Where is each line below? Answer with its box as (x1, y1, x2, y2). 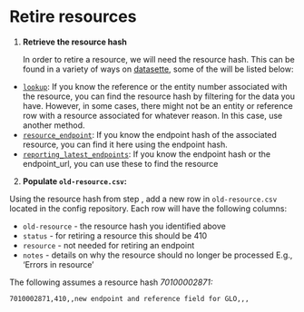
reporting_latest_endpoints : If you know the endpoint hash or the (22, 148, 270, 160)
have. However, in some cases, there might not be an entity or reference (22, 100, 293, 111)
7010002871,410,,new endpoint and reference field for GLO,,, (9, 294, 250, 303)
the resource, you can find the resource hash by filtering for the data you (22, 91, 296, 102)
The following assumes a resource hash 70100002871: (9, 277, 213, 288)
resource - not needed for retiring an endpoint (22, 239, 195, 250)
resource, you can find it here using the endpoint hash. (22, 139, 229, 150)
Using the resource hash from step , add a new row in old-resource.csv (9, 193, 278, 204)
